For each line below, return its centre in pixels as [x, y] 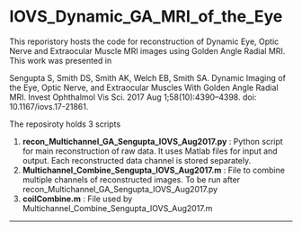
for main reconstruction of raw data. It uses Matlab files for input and [150, 151]
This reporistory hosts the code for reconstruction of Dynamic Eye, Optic [144, 41]
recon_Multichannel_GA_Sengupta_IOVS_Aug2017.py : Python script [152, 141]
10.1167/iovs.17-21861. [49, 106]
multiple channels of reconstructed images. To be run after [131, 179]
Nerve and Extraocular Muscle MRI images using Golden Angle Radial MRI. [147, 50]
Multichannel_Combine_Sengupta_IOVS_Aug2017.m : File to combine [154, 170]
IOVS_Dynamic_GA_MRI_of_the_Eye [146, 17]
